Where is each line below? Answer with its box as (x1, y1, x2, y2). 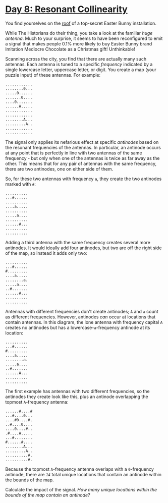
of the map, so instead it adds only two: (5, 250, 87, 256)
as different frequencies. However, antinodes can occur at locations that (5, 314, 156, 320)
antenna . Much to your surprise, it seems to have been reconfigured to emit (5, 35, 163, 41)
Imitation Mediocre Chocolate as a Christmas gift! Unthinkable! (5, 46, 135, 52)
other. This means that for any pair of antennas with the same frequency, (5, 160, 157, 166)
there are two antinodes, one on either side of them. (5, 165, 114, 172)
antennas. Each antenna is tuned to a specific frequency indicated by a (5, 61, 153, 67)
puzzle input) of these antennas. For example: (5, 72, 101, 78)
